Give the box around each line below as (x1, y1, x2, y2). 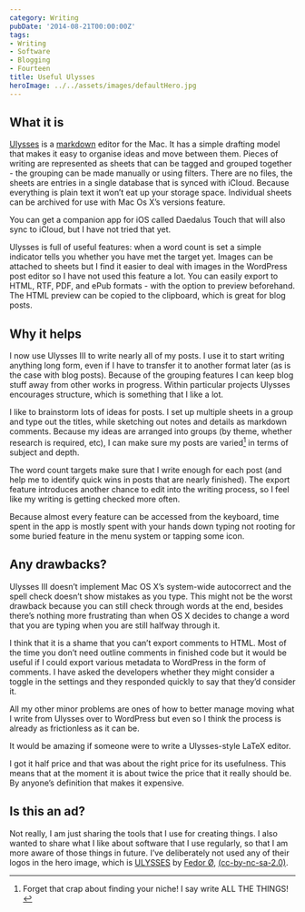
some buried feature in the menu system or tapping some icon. (9, 530, 245, 542)
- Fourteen (9, 65, 51, 74)
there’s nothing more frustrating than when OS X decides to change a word (9, 610, 290, 621)
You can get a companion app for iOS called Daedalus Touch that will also (9, 215, 286, 226)
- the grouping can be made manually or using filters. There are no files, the (9, 167, 293, 178)
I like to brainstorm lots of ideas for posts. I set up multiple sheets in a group (9, 407, 293, 418)
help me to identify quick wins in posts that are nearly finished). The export (9, 474, 290, 485)
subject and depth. (9, 447, 80, 458)
